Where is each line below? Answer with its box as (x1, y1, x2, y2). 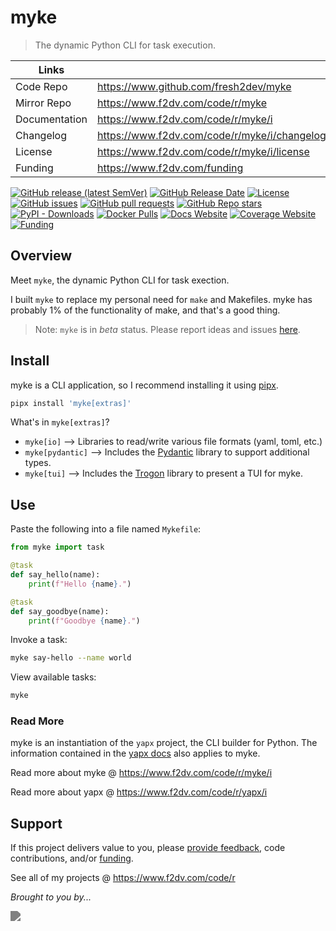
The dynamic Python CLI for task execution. (34, 39, 216, 51)
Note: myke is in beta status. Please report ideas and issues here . (34, 323, 301, 335)
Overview (10, 247, 73, 265)
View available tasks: (10, 671, 97, 683)
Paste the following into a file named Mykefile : (10, 523, 202, 535)
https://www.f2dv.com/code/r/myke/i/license (97, 144, 310, 158)
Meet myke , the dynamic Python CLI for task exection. (10, 274, 230, 286)
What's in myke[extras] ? (10, 416, 110, 428)
